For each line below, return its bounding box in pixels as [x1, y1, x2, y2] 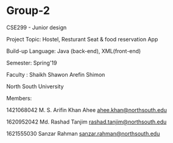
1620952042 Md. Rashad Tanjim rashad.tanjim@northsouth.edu [6, 118, 167, 125]
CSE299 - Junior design [6, 24, 67, 31]
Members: [6, 94, 32, 102]
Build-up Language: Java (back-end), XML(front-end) [6, 47, 141, 55]
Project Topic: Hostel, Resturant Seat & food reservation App [6, 35, 158, 43]
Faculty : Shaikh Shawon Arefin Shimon [6, 71, 105, 78]
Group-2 [6, 4, 51, 18]
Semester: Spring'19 [6, 59, 57, 66]
